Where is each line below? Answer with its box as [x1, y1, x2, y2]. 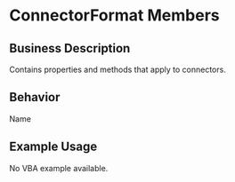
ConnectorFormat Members [9, 5, 220, 26]
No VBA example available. [9, 162, 109, 173]
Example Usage [9, 139, 98, 154]
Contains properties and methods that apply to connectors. [9, 64, 227, 75]
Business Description [9, 41, 131, 56]
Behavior [9, 90, 61, 105]
